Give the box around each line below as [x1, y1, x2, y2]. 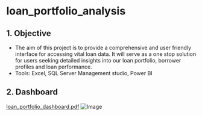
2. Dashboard [6, 87, 58, 97]
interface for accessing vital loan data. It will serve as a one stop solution [14, 50, 197, 58]
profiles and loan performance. [14, 63, 92, 70]
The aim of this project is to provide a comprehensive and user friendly [14, 44, 192, 51]
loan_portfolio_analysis [6, 4, 126, 18]
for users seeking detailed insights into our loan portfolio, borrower [14, 57, 181, 64]
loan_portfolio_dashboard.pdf [6, 103, 80, 110]
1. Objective [6, 28, 51, 38]
